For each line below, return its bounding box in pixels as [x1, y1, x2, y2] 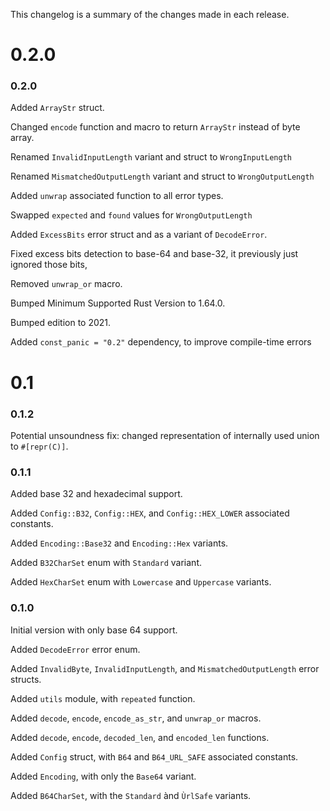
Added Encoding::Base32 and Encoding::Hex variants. [10, 537, 229, 549]
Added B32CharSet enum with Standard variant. [10, 557, 203, 569]
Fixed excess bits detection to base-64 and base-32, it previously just [10, 248, 299, 260]
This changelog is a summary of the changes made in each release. [10, 9, 290, 20]
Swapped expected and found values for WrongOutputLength [10, 209, 253, 221]
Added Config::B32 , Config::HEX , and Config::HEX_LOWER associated [10, 507, 290, 519]
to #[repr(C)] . [10, 440, 69, 452]
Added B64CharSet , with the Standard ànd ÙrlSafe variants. [10, 789, 252, 801]
